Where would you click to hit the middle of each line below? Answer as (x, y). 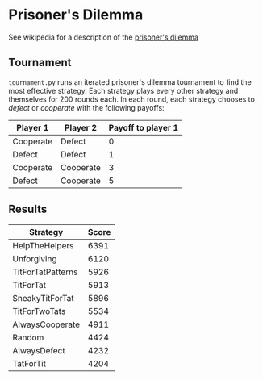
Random (28, 337)
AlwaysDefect (39, 350)
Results (28, 209)
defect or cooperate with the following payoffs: (86, 107)
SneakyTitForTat (43, 298)
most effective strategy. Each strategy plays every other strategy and (123, 90)
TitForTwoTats (39, 311)
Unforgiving (35, 258)
